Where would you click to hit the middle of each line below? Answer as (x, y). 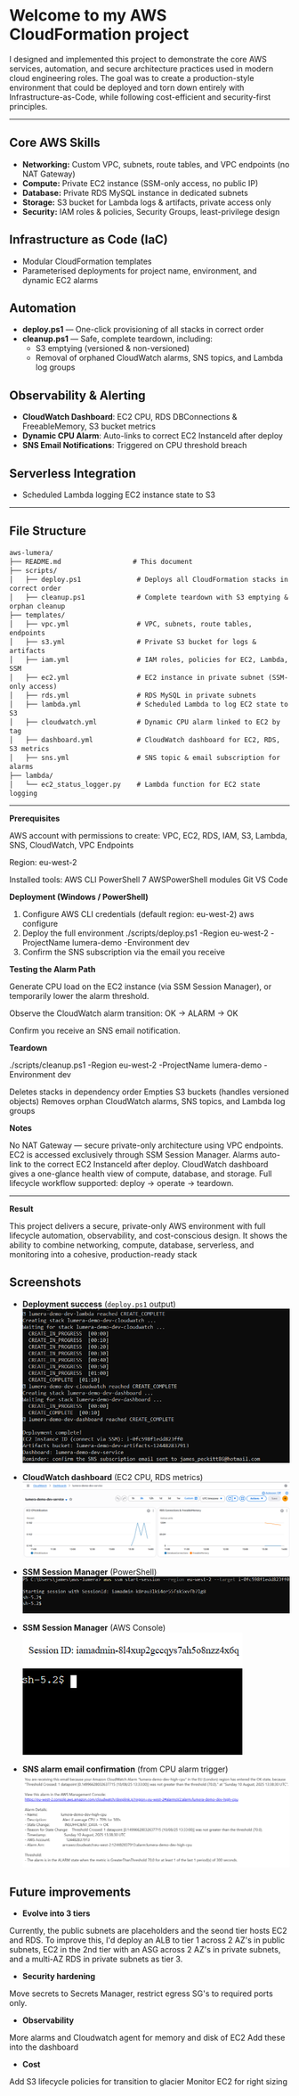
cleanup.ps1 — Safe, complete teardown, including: (117, 339)
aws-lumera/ (31, 553)
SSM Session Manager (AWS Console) (94, 1628)
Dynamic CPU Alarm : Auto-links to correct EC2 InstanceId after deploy (152, 436)
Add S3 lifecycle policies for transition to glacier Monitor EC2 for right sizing (148, 2082)
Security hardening (59, 1977)
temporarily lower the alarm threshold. (79, 995)
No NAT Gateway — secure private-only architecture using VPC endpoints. (146, 1145)
